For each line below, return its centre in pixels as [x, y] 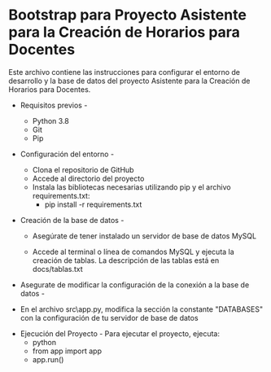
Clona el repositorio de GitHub [83, 169]
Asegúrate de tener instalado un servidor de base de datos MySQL [144, 236]
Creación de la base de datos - [72, 220]
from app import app [67, 351]
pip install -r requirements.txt [93, 204]
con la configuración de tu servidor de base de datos [109, 317]
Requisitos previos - [54, 105]
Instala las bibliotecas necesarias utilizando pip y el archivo [131, 187]
